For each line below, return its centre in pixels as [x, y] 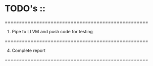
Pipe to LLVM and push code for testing [52, 31]
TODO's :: [25, 9]
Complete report [28, 50]
